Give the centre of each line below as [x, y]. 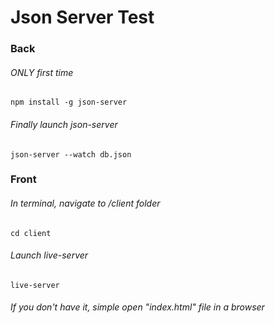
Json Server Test [82, 17]
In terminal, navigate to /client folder [85, 203]
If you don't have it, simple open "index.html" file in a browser [137, 307]
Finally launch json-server [64, 124]
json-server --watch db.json [71, 154]
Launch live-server [49, 255]
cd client [31, 233]
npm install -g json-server [69, 102]
